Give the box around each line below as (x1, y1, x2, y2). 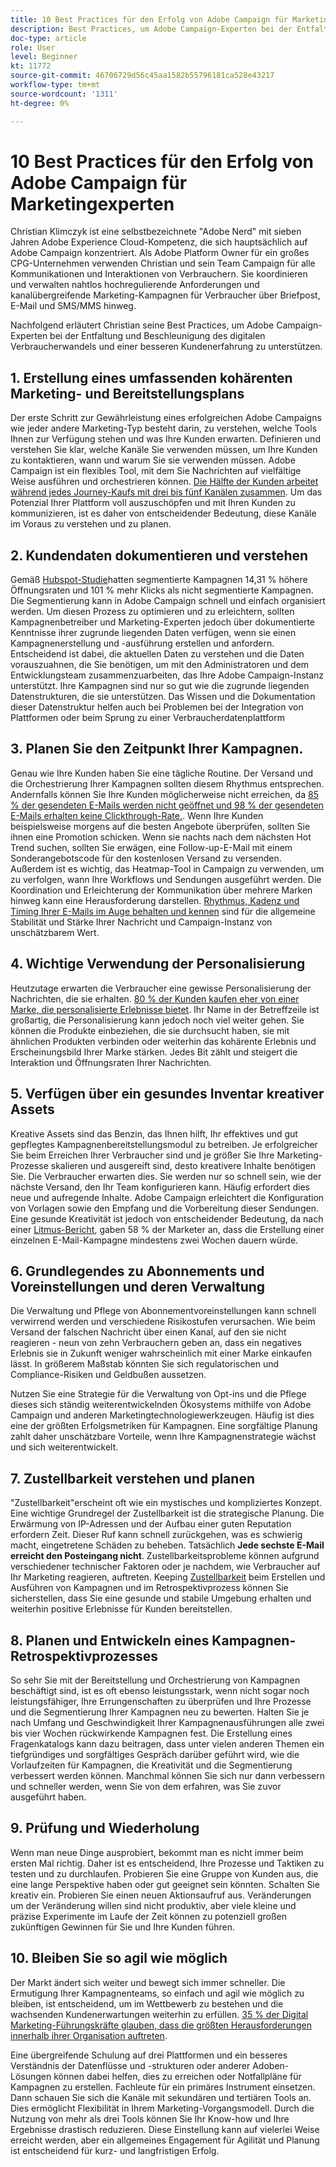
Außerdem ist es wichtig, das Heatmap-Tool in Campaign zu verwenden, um (10, 862, 325, 875)
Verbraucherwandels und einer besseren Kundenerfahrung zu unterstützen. (10, 341, 323, 353)
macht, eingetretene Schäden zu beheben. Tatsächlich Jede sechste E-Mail (10, 1539, 325, 1551)
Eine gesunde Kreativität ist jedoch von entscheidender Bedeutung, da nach (10, 1212, 324, 1225)
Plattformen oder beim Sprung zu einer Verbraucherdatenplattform (10, 712, 285, 724)
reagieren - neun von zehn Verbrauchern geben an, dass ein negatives (10, 1337, 302, 1349)
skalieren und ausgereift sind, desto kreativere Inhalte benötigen (50, 1159, 317, 1171)
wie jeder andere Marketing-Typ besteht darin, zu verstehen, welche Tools (10, 422, 318, 435)
